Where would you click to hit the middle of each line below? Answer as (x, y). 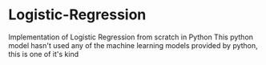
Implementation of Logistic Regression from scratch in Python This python (131, 37)
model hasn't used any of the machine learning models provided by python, (133, 45)
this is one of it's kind (43, 54)
